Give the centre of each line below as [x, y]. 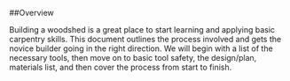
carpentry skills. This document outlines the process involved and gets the [145, 39]
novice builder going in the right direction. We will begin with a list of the [141, 48]
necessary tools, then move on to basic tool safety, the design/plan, [133, 58]
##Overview [32, 13]
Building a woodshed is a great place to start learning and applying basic [142, 29]
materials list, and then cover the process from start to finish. [121, 67]
